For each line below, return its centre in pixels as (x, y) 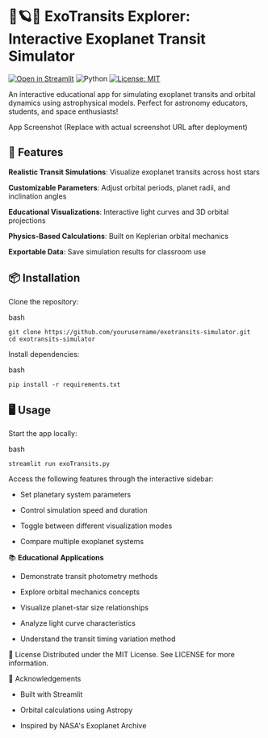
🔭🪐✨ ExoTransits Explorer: (100, 17)
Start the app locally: (43, 434)
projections (27, 220)
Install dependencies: (44, 354)
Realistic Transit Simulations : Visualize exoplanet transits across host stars (134, 172)
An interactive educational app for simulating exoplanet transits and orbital (132, 94)
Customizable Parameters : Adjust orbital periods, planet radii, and (119, 187)
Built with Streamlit (51, 694)
